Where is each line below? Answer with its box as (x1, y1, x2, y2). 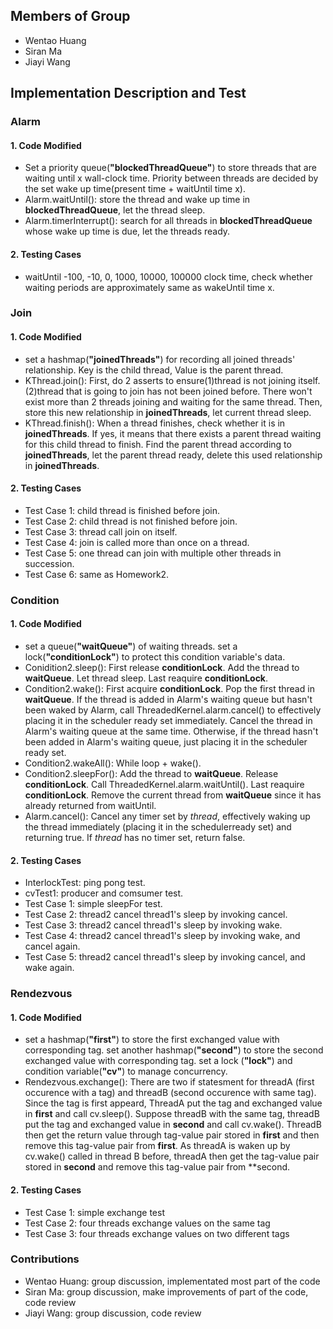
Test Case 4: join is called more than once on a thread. (24, 536, 250, 548)
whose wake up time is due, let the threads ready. (24, 225, 231, 238)
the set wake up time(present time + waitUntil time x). (24, 183, 246, 195)
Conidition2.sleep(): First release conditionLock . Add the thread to (24, 661, 300, 673)
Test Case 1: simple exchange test (24, 1206, 166, 1218)
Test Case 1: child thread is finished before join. (24, 504, 220, 516)
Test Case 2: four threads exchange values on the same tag (24, 1217, 271, 1229)
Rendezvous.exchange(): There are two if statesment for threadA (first (24, 1076, 315, 1088)
